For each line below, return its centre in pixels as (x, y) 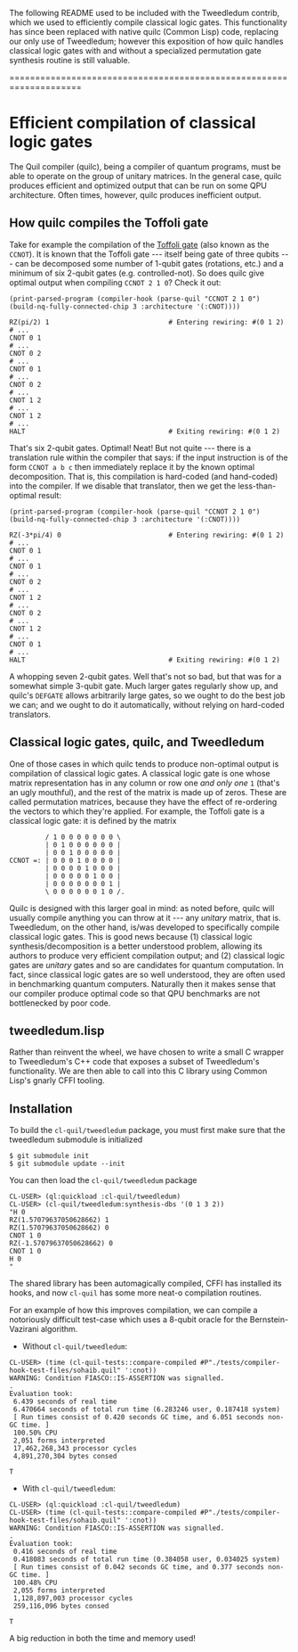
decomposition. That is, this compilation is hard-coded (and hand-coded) (144, 476)
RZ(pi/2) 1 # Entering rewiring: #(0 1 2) (147, 322)
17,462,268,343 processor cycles (75, 1449)
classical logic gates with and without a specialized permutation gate (136, 51)
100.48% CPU (35, 1583)
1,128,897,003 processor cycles (73, 1599)
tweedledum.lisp (57, 1030)
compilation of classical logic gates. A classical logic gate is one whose (140, 773)
